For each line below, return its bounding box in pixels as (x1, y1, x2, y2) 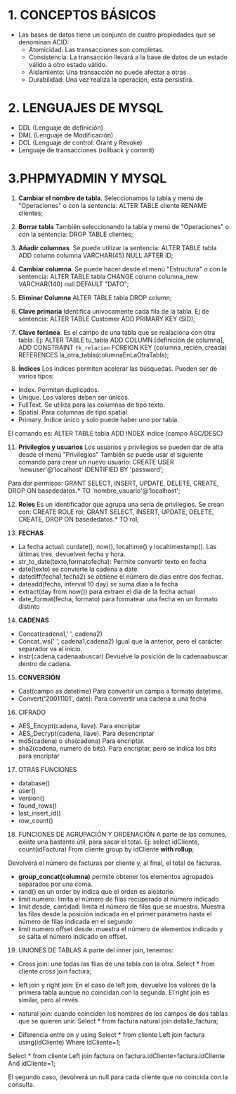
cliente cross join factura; (18, 966, 92, 976)
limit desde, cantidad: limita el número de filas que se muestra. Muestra (18, 902, 225, 911)
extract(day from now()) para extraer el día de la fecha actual (18, 587, 195, 596)
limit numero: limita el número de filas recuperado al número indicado (18, 895, 220, 903)
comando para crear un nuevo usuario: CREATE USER (18, 457, 174, 466)
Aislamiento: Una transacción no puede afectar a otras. (28, 68, 189, 76)
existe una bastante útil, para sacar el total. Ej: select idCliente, (18, 837, 199, 846)
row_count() (18, 816, 53, 825)
